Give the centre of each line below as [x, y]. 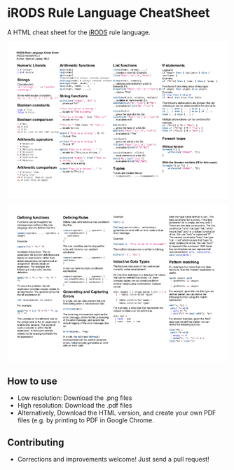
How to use [32, 381]
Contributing [36, 442]
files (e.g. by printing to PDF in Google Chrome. [85, 420]
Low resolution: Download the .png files [75, 398]
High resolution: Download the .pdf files [75, 406]
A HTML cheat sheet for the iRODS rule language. [79, 32]
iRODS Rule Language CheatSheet [109, 13]
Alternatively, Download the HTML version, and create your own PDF [117, 413]
